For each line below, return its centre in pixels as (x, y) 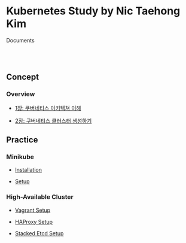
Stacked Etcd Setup (39, 233)
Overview (21, 94)
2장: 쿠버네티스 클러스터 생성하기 (53, 120)
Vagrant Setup (33, 210)
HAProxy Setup (33, 221)
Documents (20, 40)
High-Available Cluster (40, 197)
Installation (28, 170)
